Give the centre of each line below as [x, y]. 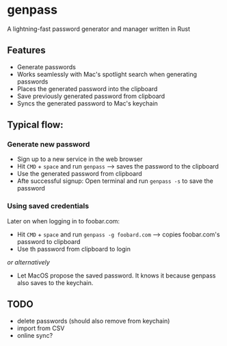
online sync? [35, 335]
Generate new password [49, 145]
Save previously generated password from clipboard [91, 96]
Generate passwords [46, 66]
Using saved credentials [48, 206]
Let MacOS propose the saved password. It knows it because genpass [116, 275]
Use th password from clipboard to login [74, 249]
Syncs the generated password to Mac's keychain [88, 103]
